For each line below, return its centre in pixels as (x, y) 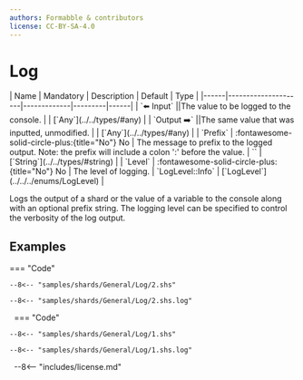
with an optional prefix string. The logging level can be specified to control (148, 209)
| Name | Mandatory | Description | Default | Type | (104, 96)
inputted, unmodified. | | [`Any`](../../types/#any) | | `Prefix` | (122, 133)
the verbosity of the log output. (68, 218)
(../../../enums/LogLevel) (54, 181)
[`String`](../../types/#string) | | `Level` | (83, 162)
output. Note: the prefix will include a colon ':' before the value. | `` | (136, 152)
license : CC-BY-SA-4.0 (52, 26)
